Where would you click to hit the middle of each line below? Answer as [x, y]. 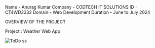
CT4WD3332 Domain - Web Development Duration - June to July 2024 [78, 12]
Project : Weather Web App [33, 31]
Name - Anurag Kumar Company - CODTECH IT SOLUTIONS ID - [71, 7]
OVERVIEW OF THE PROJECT [35, 22]
